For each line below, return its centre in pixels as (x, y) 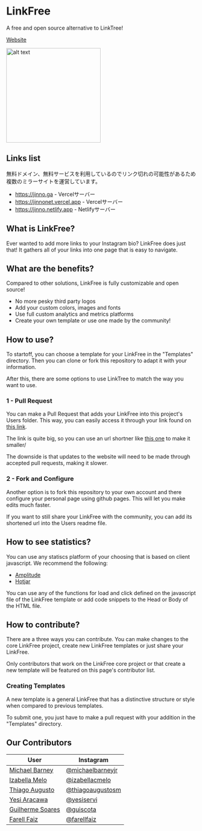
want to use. (22, 385)
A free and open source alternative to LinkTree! (65, 28)
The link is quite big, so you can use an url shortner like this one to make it (98, 438)
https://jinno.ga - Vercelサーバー (55, 194)
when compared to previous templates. (55, 705)
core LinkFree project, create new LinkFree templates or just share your (95, 646)
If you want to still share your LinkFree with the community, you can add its (99, 517)
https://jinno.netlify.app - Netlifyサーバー (65, 209)
